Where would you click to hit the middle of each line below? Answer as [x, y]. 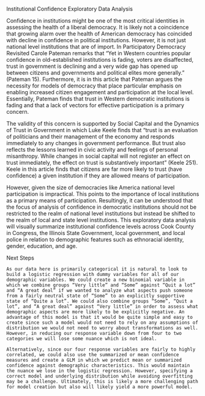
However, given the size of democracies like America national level [91, 187]
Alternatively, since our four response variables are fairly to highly [101, 349]
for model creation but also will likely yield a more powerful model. [99, 387]
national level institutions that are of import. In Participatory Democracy [96, 47]
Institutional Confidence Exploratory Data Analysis [70, 9]
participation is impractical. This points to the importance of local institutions [103, 194]
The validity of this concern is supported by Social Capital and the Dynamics [103, 124]
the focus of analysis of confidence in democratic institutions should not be [102, 207]
